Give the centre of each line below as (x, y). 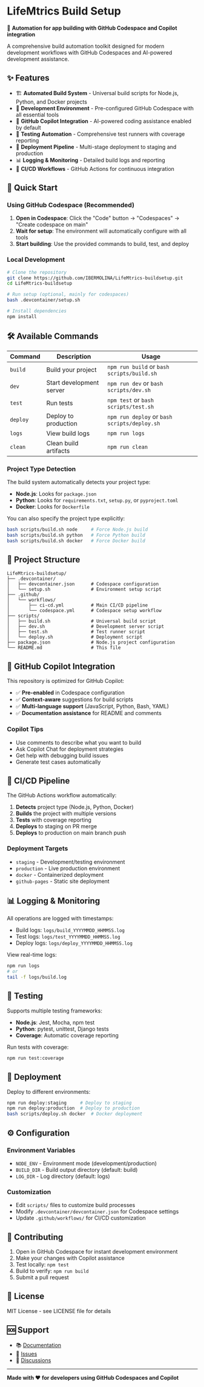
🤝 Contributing (35, 1237)
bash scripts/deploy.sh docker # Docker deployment (75, 1114)
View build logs (68, 433)
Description (74, 356)
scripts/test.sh (131, 407)
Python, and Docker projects (51, 102)
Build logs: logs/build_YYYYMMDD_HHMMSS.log (70, 930)
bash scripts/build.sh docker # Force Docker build (76, 540)
